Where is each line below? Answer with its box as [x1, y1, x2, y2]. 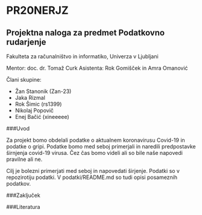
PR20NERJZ [6, 4, 69, 17]
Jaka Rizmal [14, 94, 45, 101]
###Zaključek [6, 192, 40, 199]
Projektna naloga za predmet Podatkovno [6, 28, 165, 38]
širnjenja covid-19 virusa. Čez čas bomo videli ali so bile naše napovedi [6, 150, 183, 156]
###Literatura [6, 204, 40, 210]
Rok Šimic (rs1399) [14, 100, 62, 107]
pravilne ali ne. [6, 156, 43, 163]
